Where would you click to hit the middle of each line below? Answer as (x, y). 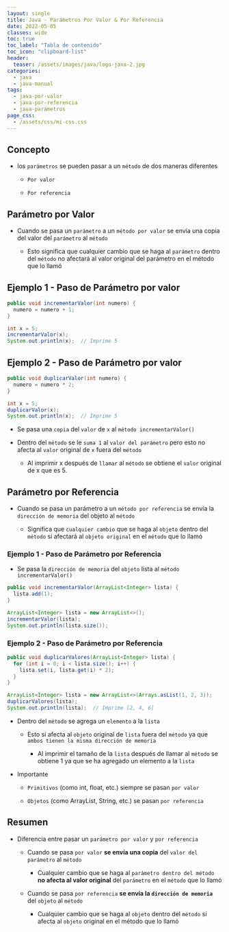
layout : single (29, 13)
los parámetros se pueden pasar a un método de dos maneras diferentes (117, 166)
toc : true (21, 39)
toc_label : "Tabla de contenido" (55, 45)
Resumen (28, 823)
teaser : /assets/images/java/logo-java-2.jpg (79, 64)
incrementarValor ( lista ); (44, 619)
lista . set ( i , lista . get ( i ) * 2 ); (67, 670)
